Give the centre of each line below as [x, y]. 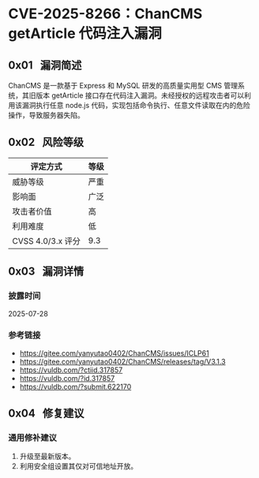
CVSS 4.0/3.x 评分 [47, 241]
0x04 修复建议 [46, 414]
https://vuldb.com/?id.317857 [67, 378]
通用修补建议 [33, 438]
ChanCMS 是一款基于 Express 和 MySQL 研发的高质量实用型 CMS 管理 [123, 86]
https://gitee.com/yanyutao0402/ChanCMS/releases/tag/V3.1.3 [123, 361]
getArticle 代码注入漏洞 [85, 34]
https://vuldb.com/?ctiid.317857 [71, 370]
